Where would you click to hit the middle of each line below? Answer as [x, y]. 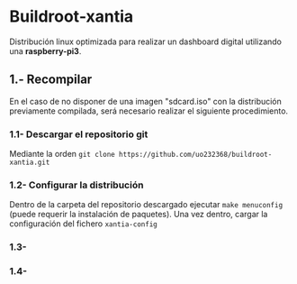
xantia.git [30, 163]
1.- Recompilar [51, 80]
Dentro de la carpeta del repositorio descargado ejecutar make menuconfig [146, 205]
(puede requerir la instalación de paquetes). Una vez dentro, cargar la [139, 215]
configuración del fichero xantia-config [83, 224]
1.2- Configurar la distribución [76, 185]
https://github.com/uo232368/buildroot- [195, 155]
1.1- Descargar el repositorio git [79, 134]
